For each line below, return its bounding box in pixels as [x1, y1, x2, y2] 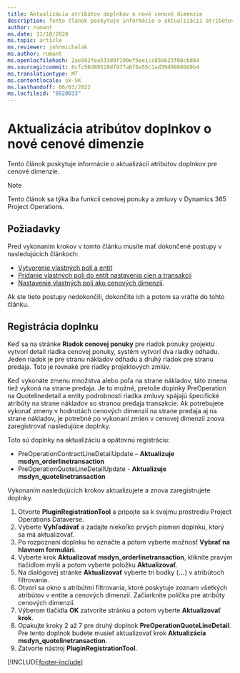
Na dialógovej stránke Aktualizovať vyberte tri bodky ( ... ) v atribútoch [17, 568, 225, 577]
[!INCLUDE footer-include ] [7, 657, 84, 666]
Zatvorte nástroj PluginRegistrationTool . [17, 644, 138, 652]
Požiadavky [7, 223, 61, 236]
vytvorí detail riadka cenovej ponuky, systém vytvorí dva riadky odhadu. [7, 347, 220, 355]
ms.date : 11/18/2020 [7, 30, 69, 38]
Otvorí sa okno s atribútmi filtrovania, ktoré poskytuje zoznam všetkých [17, 583, 228, 592]
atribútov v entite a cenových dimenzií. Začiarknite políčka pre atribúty [17, 590, 226, 599]
